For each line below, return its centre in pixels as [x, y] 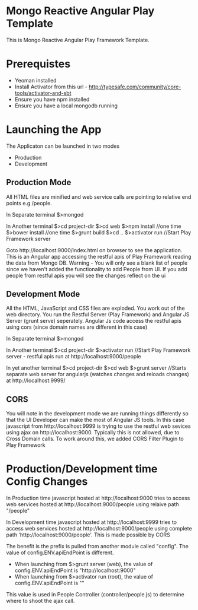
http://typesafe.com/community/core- [135, 87]
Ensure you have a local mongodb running [66, 106]
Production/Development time [82, 469]
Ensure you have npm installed [52, 99]
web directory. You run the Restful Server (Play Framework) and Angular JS [98, 314]
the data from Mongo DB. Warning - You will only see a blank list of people [97, 263]
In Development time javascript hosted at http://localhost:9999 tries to [92, 522]
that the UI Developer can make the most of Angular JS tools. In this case [95, 420]
